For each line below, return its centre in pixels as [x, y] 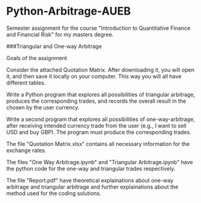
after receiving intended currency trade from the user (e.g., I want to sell [96, 125]
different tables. [26, 83]
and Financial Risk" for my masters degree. [60, 34]
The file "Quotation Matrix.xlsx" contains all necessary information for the [98, 143]
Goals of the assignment [37, 58]
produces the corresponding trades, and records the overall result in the [96, 101]
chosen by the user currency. [43, 107]
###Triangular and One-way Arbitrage [54, 46]
